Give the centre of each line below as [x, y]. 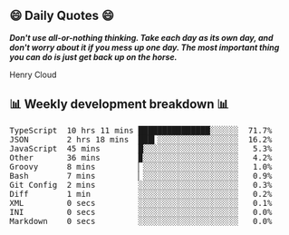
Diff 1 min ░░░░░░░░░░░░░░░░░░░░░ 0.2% [141, 194]
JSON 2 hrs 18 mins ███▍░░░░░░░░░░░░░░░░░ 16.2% [141, 139]
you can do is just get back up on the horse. [94, 57]
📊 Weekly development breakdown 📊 [119, 104]
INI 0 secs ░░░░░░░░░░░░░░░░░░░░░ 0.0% [141, 212]
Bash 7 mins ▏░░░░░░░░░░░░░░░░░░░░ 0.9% [141, 176]
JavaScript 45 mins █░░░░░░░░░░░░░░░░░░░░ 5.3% [141, 148]
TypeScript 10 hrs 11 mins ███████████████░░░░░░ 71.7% [141, 130]
